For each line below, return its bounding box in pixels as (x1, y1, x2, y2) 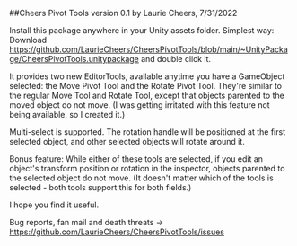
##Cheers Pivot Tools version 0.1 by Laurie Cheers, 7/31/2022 (9, 8, 238, 18)
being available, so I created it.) (9, 110, 126, 119)
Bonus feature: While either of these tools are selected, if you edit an (9, 154, 263, 164)
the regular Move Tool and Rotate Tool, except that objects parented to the (9, 90, 284, 101)
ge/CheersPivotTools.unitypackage (9, 54, 139, 64)
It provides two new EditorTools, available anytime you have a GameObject (9, 71, 285, 82)
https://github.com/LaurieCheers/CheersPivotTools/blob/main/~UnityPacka (9, 44, 289, 55)
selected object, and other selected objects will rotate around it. (9, 136, 245, 146)
